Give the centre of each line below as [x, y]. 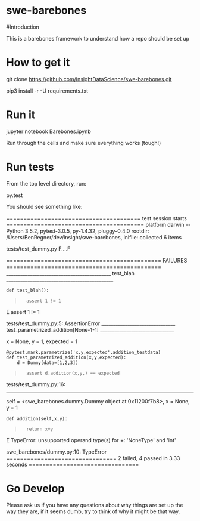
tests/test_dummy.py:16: [36, 384]
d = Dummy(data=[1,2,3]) [48, 363]
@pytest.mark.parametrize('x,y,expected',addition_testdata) [84, 352]
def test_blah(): [28, 290]
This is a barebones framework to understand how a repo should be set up [98, 38]
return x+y [40, 429]
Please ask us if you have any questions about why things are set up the [95, 505]
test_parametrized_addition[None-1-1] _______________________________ [90, 329]
